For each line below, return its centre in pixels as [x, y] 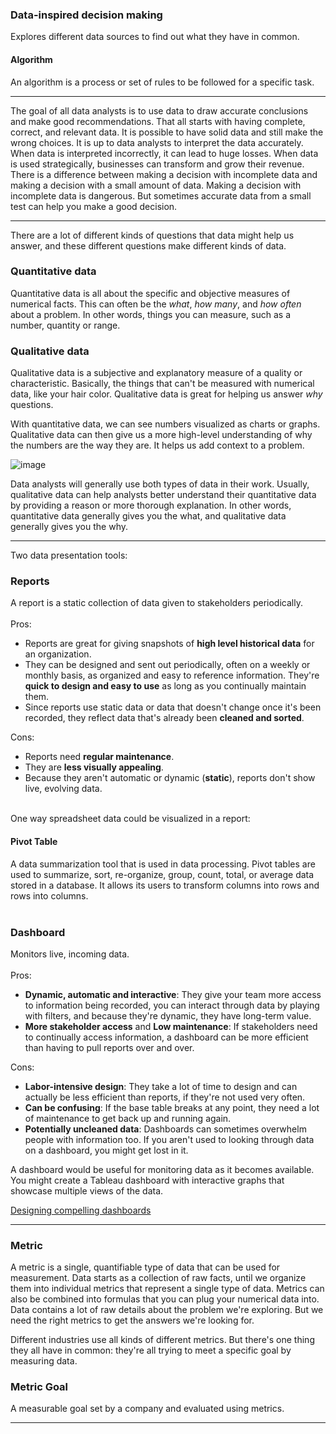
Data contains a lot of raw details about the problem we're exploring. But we [167, 1310]
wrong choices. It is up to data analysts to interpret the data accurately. [157, 142]
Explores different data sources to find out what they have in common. [155, 37]
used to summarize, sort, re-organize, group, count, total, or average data [162, 874]
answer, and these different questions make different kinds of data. [148, 245]
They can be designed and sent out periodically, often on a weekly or [167, 665]
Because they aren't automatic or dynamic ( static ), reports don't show [170, 778]
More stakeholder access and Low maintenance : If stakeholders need [171, 1026]
